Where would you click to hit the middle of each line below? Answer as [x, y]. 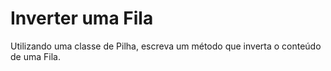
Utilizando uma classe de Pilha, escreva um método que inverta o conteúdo [166, 46]
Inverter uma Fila [82, 18]
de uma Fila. [35, 56]
